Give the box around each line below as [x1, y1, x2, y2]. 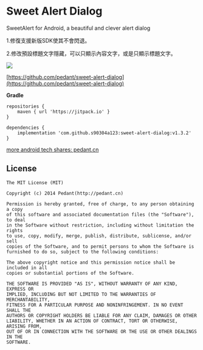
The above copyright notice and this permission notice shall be [6, 259, 175, 266]
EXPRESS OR [6, 286, 34, 292]
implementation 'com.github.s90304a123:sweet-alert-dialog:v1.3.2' [17, 129, 191, 136]
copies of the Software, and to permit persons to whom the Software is [6, 243, 194, 250]
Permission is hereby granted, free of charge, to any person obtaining [6, 201, 194, 207]
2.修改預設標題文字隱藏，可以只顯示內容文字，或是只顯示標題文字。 [6, 50, 176, 57]
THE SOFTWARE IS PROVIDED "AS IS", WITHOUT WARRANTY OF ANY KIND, [6, 281, 178, 287]
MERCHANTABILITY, [6, 297, 50, 303]
